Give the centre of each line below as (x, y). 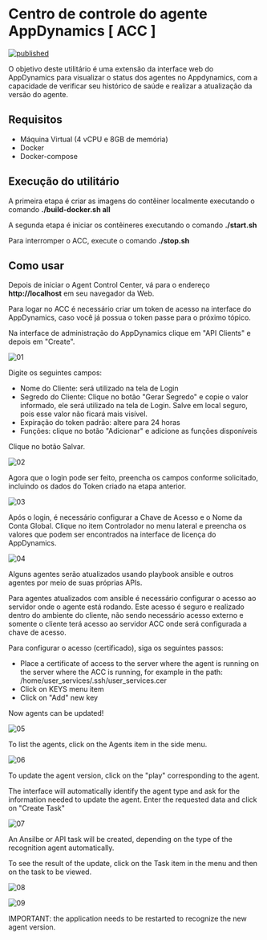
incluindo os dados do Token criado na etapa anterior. (97, 486)
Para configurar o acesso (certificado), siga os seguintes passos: (116, 648)
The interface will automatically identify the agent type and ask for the (124, 791)
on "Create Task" (37, 808)
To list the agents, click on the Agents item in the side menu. (108, 745)
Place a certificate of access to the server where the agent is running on (139, 664)
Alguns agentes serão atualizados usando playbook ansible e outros (121, 574)
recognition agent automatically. (61, 848)
